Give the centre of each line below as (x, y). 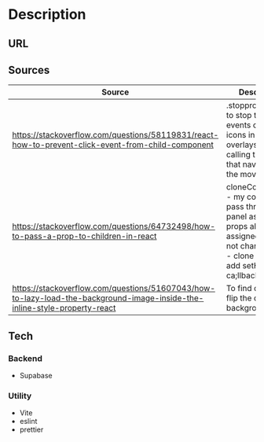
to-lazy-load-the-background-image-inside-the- (108, 298)
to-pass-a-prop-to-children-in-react (84, 236)
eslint (28, 422)
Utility (20, 396)
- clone (240, 256)
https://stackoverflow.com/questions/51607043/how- (114, 289)
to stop (239, 116)
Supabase (36, 376)
